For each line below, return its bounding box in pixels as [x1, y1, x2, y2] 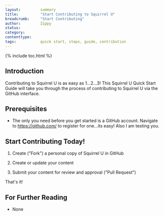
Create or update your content [12, 160, 74, 166]
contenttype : [5, 35, 32, 40]
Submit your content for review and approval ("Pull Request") [12, 169, 137, 175]
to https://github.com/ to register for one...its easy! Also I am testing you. [12, 123, 160, 129]
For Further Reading [5, 193, 68, 202]
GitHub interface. [5, 91, 40, 96]
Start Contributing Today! [5, 137, 85, 146]
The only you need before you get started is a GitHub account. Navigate [12, 118, 158, 123]
